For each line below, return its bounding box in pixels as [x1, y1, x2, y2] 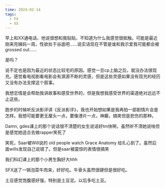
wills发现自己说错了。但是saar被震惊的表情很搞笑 [9, 146, 109, 152]
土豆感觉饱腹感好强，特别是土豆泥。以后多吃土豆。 [5, 178, 109, 184]
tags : [5, 12, 16, 17]
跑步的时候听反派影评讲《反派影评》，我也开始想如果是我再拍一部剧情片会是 [5, 107, 159, 113]
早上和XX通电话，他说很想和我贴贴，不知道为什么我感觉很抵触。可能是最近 [5, 35, 158, 41]
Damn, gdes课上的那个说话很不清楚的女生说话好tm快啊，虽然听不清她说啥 [5, 124, 156, 129]
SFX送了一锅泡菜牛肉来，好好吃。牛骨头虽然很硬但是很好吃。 [5, 167, 130, 173]
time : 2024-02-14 [5, 7, 41, 12]
